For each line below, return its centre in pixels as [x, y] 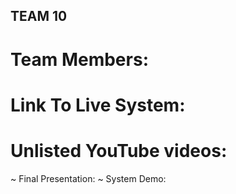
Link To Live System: [98, 105]
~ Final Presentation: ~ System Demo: [88, 178]
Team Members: [79, 59]
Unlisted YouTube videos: [119, 150]
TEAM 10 [39, 16]
